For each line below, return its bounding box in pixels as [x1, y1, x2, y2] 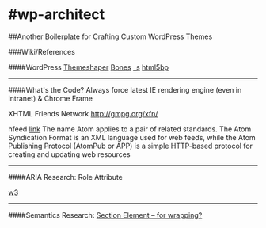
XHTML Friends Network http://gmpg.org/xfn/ [8, 108, 158, 118]
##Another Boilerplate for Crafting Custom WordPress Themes [8, 32, 213, 41]
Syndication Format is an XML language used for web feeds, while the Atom [8, 132, 256, 142]
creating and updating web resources [8, 149, 131, 159]
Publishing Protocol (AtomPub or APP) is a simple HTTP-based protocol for [8, 141, 253, 150]
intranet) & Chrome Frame [8, 93, 93, 103]
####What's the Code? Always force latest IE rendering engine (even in [8, 85, 242, 94]
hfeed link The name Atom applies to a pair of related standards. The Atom [8, 124, 252, 134]
